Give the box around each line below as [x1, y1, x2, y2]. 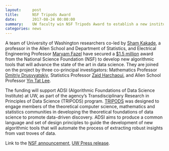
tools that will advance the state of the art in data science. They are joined [5, 62, 159, 68]
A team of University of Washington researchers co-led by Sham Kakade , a [5, 40, 161, 46]
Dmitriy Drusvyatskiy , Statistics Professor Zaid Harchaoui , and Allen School [5, 72, 161, 78]
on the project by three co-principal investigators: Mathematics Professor [5, 67, 157, 73]
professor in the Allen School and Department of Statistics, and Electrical [5, 45, 156, 52]
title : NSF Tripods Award [5, 12, 71, 17]
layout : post [5, 7, 42, 13]
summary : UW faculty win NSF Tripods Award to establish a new [5, 21, 147, 27]
